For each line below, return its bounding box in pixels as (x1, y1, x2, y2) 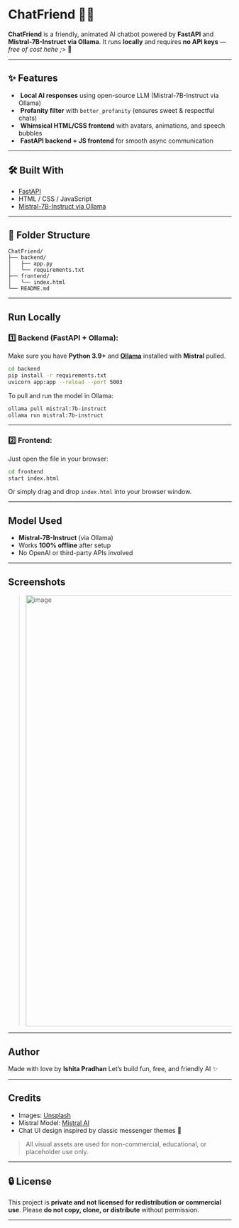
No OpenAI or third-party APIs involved (18, 549, 133, 557)
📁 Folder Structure (8, 229, 91, 241)
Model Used (8, 515, 62, 527)
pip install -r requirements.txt (8, 372, 107, 379)
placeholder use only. (25, 1147, 89, 1156)
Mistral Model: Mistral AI (18, 1118, 90, 1127)
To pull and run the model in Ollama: (8, 391, 114, 400)
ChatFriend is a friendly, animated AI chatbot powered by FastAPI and (8, 30, 214, 38)
